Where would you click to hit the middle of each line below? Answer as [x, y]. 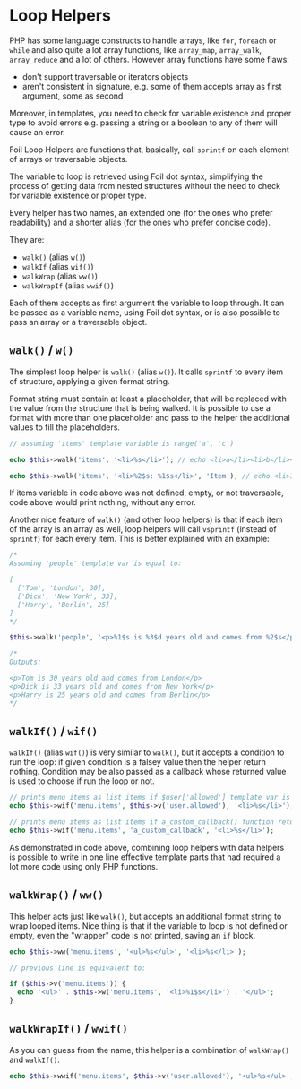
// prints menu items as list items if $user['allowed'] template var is [150, 798]
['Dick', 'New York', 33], [68, 596]
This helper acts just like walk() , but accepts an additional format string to [146, 916]
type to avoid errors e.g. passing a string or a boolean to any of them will [143, 123]
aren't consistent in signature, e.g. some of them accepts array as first [152, 86]
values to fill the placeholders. [65, 427]
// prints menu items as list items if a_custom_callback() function [142, 822]
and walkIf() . [34, 1059]
